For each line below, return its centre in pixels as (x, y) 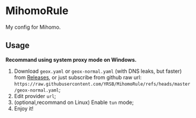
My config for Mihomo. (33, 27)
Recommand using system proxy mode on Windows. (71, 59)
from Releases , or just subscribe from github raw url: (78, 77)
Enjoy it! (23, 108)
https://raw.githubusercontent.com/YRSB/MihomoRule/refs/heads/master (102, 84)
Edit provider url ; (35, 96)
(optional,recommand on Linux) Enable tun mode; (74, 102)
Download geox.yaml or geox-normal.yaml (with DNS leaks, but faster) (98, 71)
